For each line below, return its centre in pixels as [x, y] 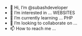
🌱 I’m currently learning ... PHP [41, 18]
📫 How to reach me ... [33, 28]
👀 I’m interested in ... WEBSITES [42, 13]
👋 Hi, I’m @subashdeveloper [39, 8]
